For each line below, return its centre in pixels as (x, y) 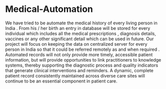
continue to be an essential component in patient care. (61, 81)
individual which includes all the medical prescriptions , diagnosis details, (81, 33)
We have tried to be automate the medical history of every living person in (81, 23)
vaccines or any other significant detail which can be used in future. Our (79, 39)
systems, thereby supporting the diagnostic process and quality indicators (82, 65)
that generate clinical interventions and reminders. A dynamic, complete (79, 70)
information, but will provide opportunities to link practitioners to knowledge (83, 60)
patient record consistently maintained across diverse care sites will (75, 76)
